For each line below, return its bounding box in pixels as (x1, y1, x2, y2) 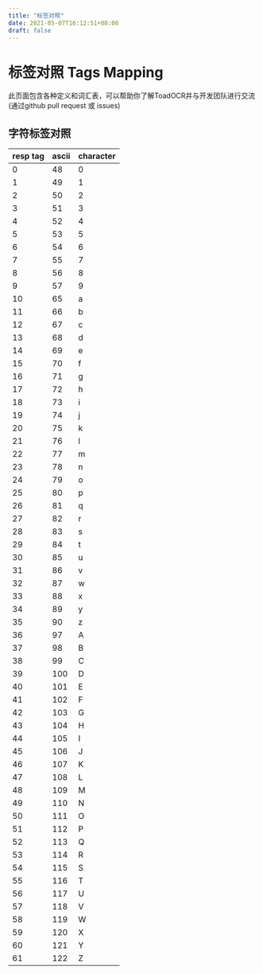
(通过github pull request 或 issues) (8, 101, 121, 111)
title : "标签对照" (8, 11, 65, 20)
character (78, 150, 117, 162)
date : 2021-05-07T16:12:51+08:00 (8, 19, 119, 27)
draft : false (8, 26, 52, 34)
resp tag (12, 150, 45, 162)
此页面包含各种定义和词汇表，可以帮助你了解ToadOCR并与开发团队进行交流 (8, 91, 256, 100)
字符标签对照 (8, 127, 72, 140)
